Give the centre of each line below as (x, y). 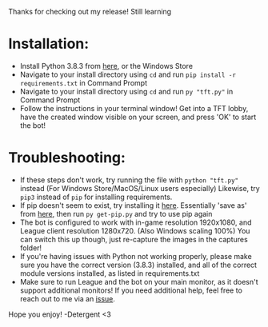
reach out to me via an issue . (68, 298)
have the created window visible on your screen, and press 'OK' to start (138, 117)
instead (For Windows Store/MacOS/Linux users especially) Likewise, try (140, 188)
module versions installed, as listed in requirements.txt (110, 273)
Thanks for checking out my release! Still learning (90, 12)
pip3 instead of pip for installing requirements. (96, 197)
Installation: (49, 44)
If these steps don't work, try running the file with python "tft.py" (129, 180)
